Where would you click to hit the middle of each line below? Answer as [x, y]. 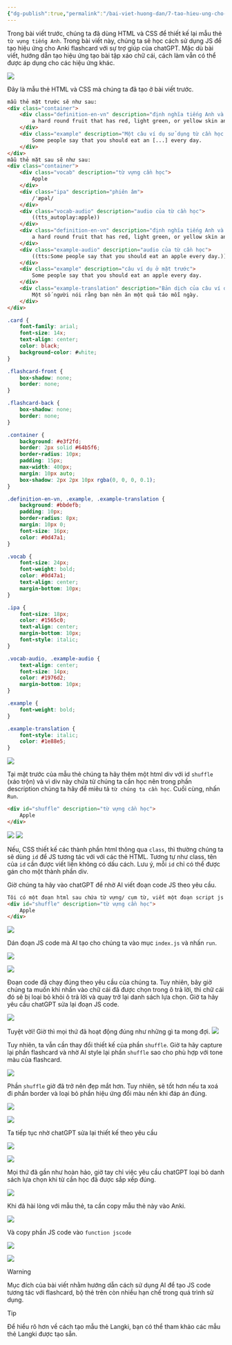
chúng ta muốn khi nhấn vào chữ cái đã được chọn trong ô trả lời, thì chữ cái [116, 990]
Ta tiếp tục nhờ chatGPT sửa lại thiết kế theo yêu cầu [82, 1133]
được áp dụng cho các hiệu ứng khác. [61, 62]
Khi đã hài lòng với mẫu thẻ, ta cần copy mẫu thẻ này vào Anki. [97, 1206]
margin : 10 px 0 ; [43, 525]
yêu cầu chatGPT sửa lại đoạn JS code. [63, 1004]
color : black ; [40, 346]
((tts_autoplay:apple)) [66, 218]
